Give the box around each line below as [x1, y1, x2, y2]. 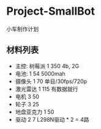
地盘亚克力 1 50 [15, 108, 54, 116]
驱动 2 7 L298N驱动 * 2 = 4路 [15, 116, 90, 123]
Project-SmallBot [6, 4, 95, 18]
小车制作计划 [6, 25, 39, 32]
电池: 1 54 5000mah [15, 70, 65, 77]
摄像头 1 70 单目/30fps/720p [15, 78, 88, 85]
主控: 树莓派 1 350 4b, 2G [15, 62, 80, 70]
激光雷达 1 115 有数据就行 [15, 85, 78, 92]
